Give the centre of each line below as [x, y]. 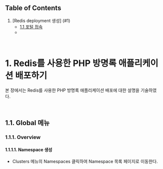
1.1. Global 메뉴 [27, 123]
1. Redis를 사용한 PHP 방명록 [61, 63]
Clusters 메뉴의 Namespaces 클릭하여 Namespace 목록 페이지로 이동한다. [85, 162]
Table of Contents [33, 8]
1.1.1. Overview [23, 137]
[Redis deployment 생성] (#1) [41, 20]
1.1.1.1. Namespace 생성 [29, 149]
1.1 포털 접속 [31, 27]
